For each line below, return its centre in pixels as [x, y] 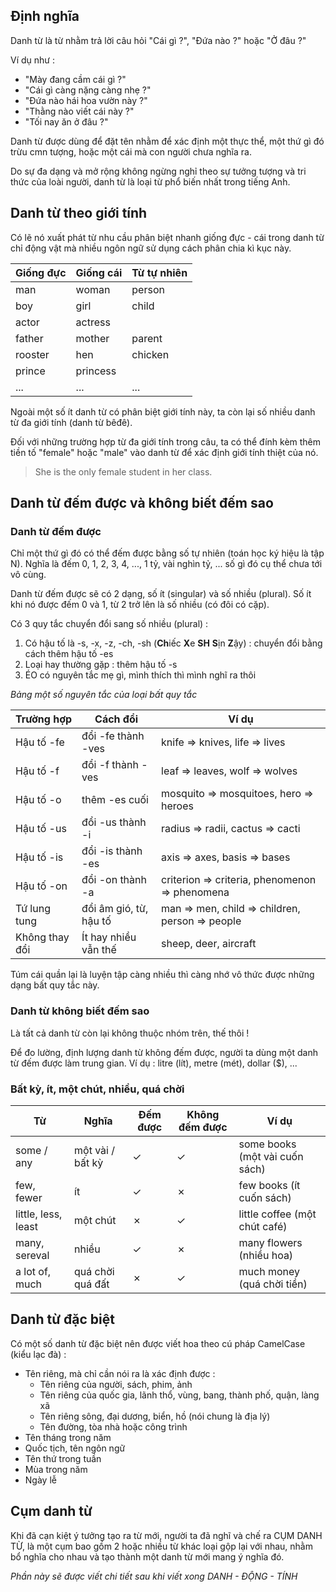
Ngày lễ [40, 1480]
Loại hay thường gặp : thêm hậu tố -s [101, 665]
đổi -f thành [110, 765]
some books [267, 1144]
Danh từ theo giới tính [79, 213]
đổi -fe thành [113, 736]
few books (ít [269, 1185]
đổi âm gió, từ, [115, 909]
